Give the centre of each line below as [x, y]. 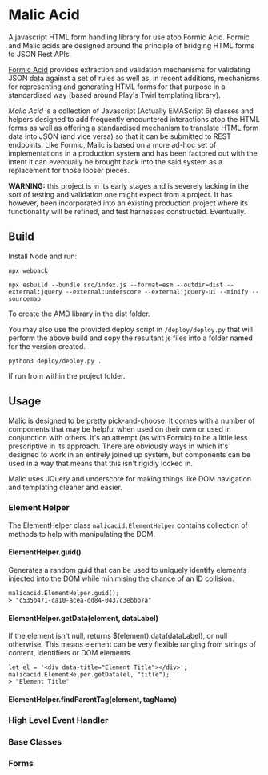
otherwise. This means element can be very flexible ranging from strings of [132, 644]
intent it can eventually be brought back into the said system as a [116, 161]
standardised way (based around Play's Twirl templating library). [115, 95]
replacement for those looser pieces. [69, 170]
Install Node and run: [43, 256]
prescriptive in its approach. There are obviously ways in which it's [118, 446]
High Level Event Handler [58, 720]
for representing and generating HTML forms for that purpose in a [117, 87]
